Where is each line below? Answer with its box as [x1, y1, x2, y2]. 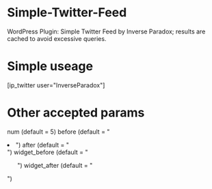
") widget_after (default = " [16, 161, 93, 169]
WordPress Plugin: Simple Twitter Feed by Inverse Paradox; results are [7, 27, 206, 35]
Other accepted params [7, 105, 145, 121]
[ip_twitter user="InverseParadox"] [7, 81, 105, 89]
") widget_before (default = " [7, 148, 88, 156]
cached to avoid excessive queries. [7, 34, 107, 42]
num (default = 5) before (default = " [7, 128, 110, 136]
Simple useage [7, 59, 94, 74]
